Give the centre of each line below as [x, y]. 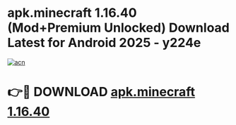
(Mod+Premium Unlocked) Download [118, 28]
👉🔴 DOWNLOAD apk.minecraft [101, 92]
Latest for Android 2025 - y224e [104, 43]
